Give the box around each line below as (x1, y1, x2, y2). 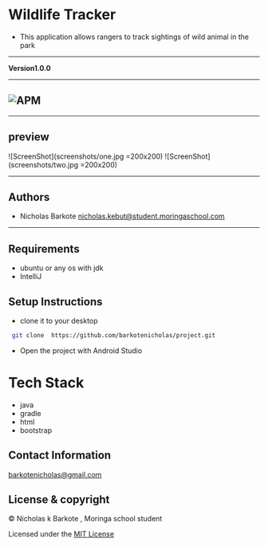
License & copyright (8, 493, 110, 507)
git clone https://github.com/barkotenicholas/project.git (11, 332, 216, 340)
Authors (8, 190, 50, 204)
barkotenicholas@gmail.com (8, 469, 102, 479)
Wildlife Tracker (8, 6, 116, 24)
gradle (19, 408, 41, 418)
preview (8, 130, 49, 144)
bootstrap (19, 425, 53, 435)
